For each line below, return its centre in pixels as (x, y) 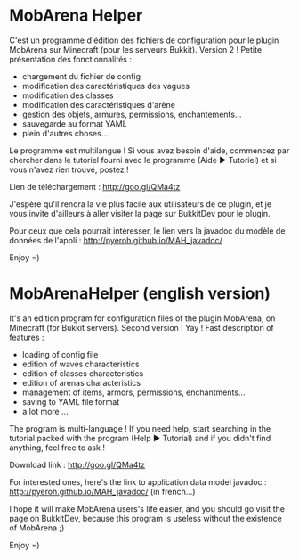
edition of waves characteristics (81, 364)
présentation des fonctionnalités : (70, 59)
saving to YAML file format (71, 401)
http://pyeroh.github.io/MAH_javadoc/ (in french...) (102, 491)
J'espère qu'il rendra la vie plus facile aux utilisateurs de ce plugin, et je (141, 204)
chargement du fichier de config (81, 76)
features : (27, 337)
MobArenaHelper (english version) (140, 294)
